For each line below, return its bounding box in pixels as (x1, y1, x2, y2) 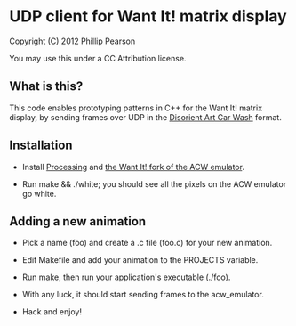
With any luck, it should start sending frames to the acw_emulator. (21, 289, 264, 300)
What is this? (9, 78, 84, 94)
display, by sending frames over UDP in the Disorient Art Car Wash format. (9, 111, 282, 122)
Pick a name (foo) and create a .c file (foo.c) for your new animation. (21, 238, 273, 249)
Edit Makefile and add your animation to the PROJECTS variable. (21, 255, 259, 265)
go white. (21, 188, 57, 199)
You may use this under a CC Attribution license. (9, 53, 187, 63)
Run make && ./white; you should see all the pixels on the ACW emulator (21, 178, 287, 189)
